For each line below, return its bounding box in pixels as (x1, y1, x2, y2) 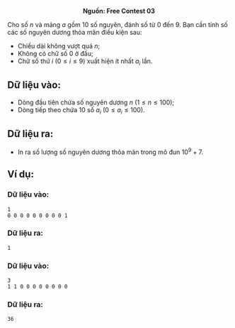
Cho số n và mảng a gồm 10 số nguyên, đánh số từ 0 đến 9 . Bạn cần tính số (7, 21, 228, 28)
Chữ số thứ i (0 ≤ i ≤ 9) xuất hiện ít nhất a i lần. (17, 57, 153, 67)
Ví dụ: (7, 168, 34, 180)
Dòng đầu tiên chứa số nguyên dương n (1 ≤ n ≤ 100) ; (17, 98, 175, 106)
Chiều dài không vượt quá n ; (17, 42, 101, 50)
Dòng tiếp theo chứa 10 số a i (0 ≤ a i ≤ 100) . (17, 105, 145, 116)
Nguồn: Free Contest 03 (82, 7, 156, 15)
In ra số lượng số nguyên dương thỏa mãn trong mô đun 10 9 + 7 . (17, 146, 204, 156)
